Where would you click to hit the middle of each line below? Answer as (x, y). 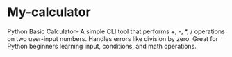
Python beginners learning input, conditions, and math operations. (102, 46)
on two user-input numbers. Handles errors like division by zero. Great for (113, 38)
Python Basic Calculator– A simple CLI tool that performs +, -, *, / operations (116, 31)
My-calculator (49, 12)
